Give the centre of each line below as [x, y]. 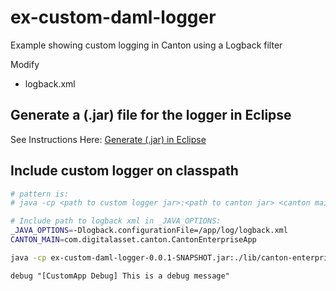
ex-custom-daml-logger [113, 17]
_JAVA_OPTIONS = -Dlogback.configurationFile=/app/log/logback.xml [149, 231]
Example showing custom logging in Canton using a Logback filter [146, 45]
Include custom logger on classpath [124, 171]
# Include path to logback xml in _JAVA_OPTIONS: [116, 221]
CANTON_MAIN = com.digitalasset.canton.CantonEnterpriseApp [133, 240]
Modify [25, 64]
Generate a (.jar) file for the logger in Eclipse [151, 115]
